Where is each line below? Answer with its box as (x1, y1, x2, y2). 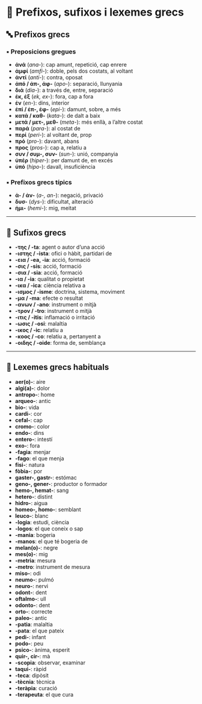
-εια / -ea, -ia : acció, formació (14, 256, 91, 263)
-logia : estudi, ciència (14, 518, 69, 526)
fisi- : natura (14, 461, 45, 468)
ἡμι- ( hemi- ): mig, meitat (14, 204, 76, 212)
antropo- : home (14, 390, 55, 398)
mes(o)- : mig (14, 550, 48, 557)
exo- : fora (14, 442, 40, 449)
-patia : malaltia (14, 621, 53, 628)
